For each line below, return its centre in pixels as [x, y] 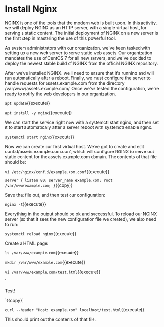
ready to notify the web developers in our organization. [60, 94]
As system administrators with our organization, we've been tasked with [78, 48]
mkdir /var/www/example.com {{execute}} [45, 262]
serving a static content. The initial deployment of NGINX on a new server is [82, 33]
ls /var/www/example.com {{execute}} [42, 252]
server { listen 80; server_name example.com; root [59, 180]
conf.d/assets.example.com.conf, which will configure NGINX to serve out [80, 151]
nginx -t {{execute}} [26, 204]
